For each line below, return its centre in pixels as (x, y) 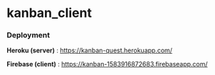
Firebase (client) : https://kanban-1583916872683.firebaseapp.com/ (107, 64)
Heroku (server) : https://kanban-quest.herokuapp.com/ (89, 50)
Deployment (28, 35)
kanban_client (49, 13)
